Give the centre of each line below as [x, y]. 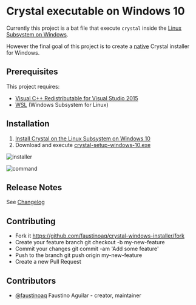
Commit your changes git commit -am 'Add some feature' [87, 249]
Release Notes [34, 187]
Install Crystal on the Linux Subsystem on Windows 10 [83, 139]
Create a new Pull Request [48, 262]
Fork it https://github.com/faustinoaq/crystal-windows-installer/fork [100, 236]
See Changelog [26, 202]
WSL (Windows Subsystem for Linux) [62, 105]
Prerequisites [32, 72]
